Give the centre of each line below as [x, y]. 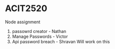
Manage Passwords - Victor [40, 36]
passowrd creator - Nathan [39, 31]
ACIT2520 [26, 8]
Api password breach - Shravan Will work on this [61, 41]
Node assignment [23, 22]
